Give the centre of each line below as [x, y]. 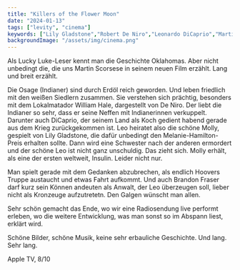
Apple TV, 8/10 [29, 259]
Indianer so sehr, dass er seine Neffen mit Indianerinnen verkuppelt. [107, 113]
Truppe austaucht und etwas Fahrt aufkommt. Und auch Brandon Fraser [114, 180]
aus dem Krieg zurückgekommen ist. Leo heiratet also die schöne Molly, [114, 128]
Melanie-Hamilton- [191, 136]
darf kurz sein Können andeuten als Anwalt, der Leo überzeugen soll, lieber [119, 187]
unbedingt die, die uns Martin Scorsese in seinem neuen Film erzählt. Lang [117, 69]
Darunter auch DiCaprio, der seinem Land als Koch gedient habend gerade [117, 120]
